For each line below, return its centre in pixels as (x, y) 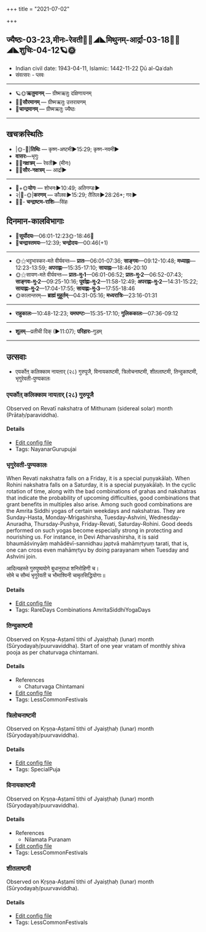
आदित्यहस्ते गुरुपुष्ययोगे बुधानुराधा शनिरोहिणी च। (53, 568)
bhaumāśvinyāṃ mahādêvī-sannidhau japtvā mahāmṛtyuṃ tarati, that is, (97, 544)
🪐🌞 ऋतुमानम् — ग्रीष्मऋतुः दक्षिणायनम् (53, 93)
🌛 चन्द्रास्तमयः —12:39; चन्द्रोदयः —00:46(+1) (62, 243)
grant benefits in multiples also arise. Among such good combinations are (99, 504)
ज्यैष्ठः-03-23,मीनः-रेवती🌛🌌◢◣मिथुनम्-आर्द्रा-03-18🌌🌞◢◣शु (93, 40)
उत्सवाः (16, 357)
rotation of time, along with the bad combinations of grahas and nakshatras (101, 491)
